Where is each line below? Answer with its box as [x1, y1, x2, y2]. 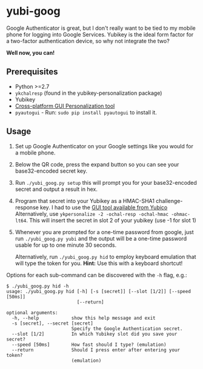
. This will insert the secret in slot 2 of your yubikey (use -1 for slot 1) [26, 216, 197, 224]
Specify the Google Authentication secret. [71, 325, 183, 332]
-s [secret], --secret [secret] [12, 320, 94, 326]
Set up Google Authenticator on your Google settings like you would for [15, 142, 194, 150]
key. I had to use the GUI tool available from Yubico [40, 204, 168, 211]
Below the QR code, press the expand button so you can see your [15, 160, 179, 168]
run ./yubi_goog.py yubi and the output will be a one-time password [15, 235, 187, 242]
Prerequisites [6, 67, 58, 77]
